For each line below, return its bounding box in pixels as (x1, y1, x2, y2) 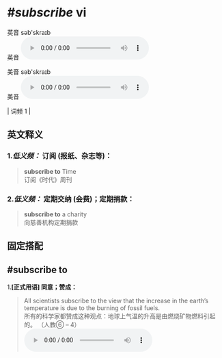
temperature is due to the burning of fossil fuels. (23, 304, 161, 312)
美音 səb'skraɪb (7, 67, 51, 76)
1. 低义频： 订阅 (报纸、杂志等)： (7, 151, 113, 161)
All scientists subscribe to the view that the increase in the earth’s (23, 296, 209, 305)
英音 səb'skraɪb (7, 28, 51, 36)
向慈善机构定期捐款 (23, 218, 79, 227)
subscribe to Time (23, 167, 77, 175)
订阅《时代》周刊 (23, 175, 72, 183)
